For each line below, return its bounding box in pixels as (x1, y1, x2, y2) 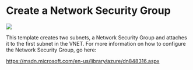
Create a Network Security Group (6, 4, 171, 17)
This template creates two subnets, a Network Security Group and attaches (6, 34, 188, 41)
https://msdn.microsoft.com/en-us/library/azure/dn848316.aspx (6, 57, 160, 64)
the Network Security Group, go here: (6, 46, 97, 53)
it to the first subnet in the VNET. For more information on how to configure (6, 40, 186, 47)
